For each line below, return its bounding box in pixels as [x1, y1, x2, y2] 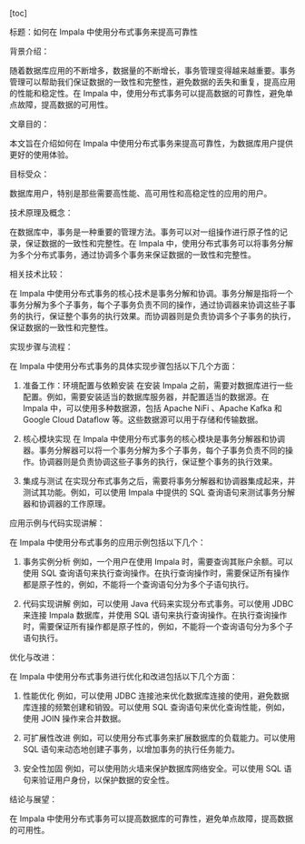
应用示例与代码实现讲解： [9, 517, 105, 528]
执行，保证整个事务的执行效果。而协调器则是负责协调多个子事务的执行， [25, 311, 296, 321]
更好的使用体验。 [9, 149, 74, 160]
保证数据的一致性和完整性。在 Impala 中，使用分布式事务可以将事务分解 [25, 238, 293, 248]
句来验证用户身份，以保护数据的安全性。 [22, 775, 174, 785]
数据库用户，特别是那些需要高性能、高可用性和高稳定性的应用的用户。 [9, 188, 272, 198]
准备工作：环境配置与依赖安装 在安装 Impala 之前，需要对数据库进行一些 [22, 380, 293, 390]
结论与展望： [9, 794, 57, 804]
